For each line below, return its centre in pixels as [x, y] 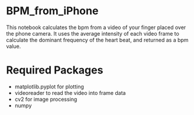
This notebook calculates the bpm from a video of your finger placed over [96, 27]
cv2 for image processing [46, 99]
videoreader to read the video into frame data [70, 92]
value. [14, 46]
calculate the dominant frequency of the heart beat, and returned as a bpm [97, 40]
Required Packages [55, 70]
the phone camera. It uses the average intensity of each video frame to [93, 33]
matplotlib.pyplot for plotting [49, 87]
